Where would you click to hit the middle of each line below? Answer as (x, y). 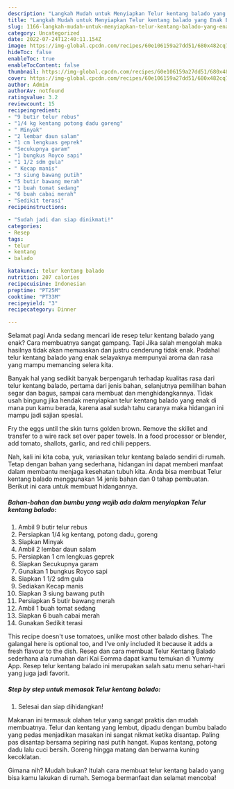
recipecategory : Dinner (42, 309)
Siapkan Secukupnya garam (58, 564)
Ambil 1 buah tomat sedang (57, 609)
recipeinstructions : (38, 207)
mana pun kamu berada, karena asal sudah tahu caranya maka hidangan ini (116, 408)
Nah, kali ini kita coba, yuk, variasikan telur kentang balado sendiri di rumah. (117, 457)
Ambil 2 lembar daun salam (57, 550)
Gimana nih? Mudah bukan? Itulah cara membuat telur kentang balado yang (116, 770)
